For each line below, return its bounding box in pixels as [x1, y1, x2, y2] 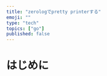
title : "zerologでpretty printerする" [6, 8, 102, 15]
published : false [6, 31, 50, 37]
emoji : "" [6, 14, 31, 20]
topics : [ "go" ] [6, 25, 45, 32]
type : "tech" [6, 20, 39, 26]
